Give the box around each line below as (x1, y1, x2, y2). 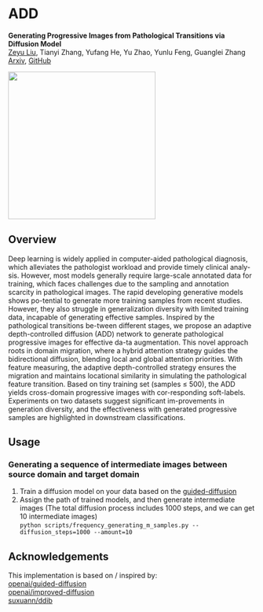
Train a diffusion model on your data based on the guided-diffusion (19, 487, 237, 496)
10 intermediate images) (19, 512, 98, 522)
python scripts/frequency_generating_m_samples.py (19, 522, 189, 529)
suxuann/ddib (8, 595, 53, 606)
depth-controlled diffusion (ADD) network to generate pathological (8, 329, 224, 338)
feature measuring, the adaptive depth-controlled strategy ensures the (8, 363, 237, 372)
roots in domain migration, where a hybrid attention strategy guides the (8, 345, 238, 355)
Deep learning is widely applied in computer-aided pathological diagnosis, (8, 253, 249, 264)
